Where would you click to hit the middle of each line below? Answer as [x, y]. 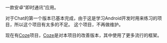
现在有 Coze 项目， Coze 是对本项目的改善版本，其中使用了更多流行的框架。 [84, 35]
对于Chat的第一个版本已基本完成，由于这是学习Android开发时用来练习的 [81, 18]
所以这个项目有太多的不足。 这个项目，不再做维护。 [69, 25]
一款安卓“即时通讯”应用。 [32, 7]
